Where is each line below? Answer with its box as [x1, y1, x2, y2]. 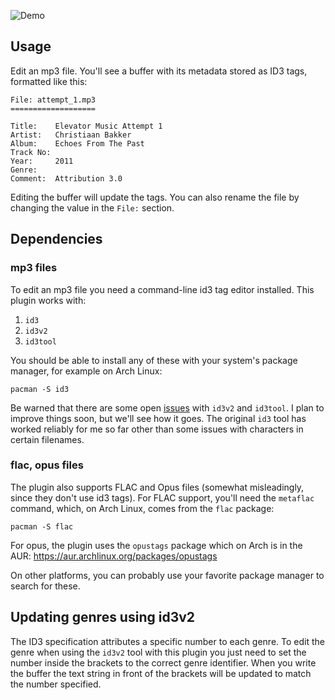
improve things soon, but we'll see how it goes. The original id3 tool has [10, 412, 307, 424]
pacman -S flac [10, 521, 74, 532]
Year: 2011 [10, 156, 74, 166]
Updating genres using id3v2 [10, 609, 196, 626]
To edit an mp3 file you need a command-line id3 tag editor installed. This [10, 283, 315, 295]
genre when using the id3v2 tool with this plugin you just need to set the [10, 646, 307, 658]
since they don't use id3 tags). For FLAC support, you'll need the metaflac [10, 491, 315, 504]
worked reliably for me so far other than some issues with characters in [10, 423, 304, 435]
